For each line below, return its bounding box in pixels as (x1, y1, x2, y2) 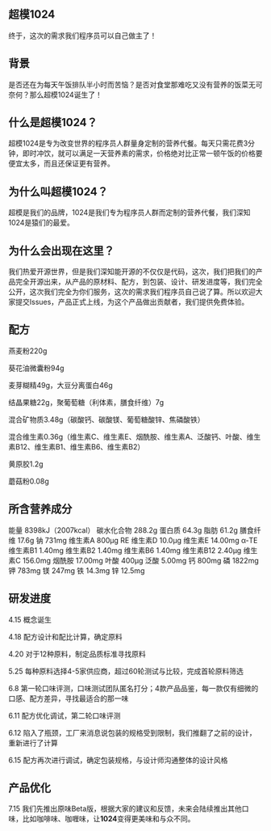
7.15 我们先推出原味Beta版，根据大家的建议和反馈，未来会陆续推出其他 (8, 804, 242, 814)
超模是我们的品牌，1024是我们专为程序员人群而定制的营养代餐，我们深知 (8, 208, 251, 217)
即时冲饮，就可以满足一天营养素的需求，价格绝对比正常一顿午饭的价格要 (22, 149, 263, 158)
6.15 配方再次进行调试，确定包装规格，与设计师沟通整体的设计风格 (8, 755, 228, 765)
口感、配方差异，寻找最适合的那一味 (8, 694, 129, 703)
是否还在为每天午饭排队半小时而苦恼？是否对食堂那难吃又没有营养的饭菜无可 (8, 79, 263, 89)
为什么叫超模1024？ (8, 184, 109, 198)
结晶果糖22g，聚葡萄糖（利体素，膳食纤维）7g (8, 397, 165, 407)
